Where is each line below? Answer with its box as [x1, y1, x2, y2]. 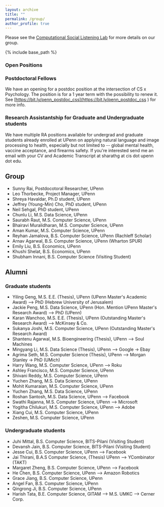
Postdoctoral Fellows [5, 75, 57, 82]
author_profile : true [5, 21, 50, 26]
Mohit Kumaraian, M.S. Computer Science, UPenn [12, 383, 114, 389]
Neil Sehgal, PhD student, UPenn [12, 206, 79, 212]
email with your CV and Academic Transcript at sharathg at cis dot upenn [5, 153, 154, 159]
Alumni [5, 268, 28, 276]
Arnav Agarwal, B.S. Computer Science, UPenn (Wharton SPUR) [12, 238, 143, 244]
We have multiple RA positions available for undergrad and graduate [5, 131, 143, 137]
